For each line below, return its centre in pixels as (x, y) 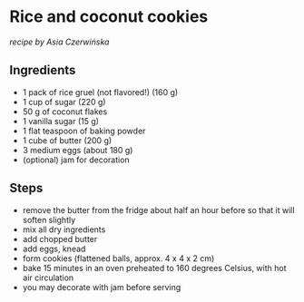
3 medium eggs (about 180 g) (78, 150)
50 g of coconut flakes (65, 112)
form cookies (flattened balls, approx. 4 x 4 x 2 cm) (118, 258)
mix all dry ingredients (64, 229)
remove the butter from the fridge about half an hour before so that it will (158, 209)
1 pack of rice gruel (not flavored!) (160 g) (100, 92)
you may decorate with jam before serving (102, 287)
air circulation (48, 278)
